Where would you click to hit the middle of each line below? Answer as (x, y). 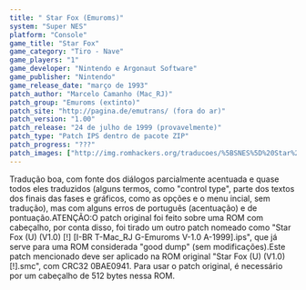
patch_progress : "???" (52, 145)
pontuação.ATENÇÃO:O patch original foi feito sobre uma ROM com (137, 217)
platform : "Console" (49, 35)
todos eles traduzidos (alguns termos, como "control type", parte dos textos (152, 188)
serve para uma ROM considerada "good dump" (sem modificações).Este (148, 246)
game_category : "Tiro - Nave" (67, 52)
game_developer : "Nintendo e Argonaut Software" (103, 69)
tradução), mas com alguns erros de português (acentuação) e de (133, 208)
